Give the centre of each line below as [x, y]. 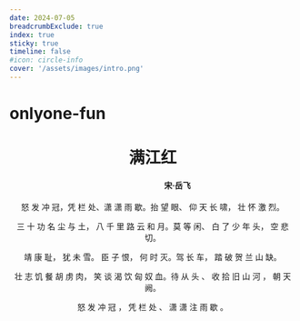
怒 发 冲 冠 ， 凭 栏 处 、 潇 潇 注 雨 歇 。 [153, 307]
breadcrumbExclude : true [56, 26]
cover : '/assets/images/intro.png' [77, 69]
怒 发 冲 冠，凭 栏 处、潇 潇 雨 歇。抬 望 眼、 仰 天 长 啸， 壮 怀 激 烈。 [153, 207]
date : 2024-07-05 [42, 18]
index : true [32, 35]
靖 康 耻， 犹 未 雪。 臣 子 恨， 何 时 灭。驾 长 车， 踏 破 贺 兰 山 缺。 [153, 257]
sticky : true [34, 43]
